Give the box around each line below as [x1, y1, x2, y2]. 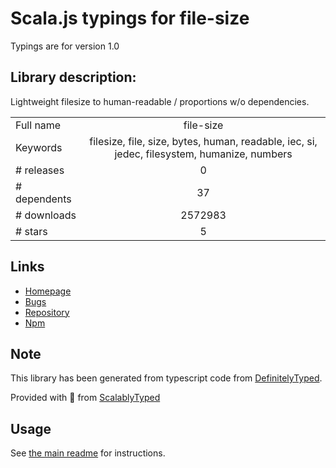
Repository [24, 306, 70, 318]
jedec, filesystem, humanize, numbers [114, 147, 293, 161]
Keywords [15, 140, 63, 154]
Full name [15, 118, 62, 132]
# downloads [15, 208, 77, 222]
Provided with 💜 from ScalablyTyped [10, 392, 161, 404]
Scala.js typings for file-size [10, 7, 250, 30]
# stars [15, 224, 48, 238]
